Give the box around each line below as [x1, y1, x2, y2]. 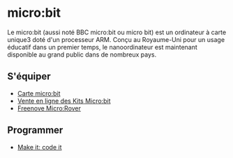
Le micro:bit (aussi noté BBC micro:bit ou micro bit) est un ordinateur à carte [7, 28, 227, 36]
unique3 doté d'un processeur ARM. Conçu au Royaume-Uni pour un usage [7, 35, 225, 43]
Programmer [7, 124, 63, 136]
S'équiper [7, 71, 51, 82]
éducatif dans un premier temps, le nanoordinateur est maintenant [7, 43, 197, 51]
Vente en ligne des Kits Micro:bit [17, 96, 111, 105]
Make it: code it [17, 143, 62, 151]
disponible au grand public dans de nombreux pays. [7, 50, 157, 59]
